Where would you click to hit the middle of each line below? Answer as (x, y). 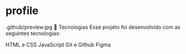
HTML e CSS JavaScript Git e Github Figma (58, 45)
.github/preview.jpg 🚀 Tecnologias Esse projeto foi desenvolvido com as (93, 27)
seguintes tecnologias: (33, 33)
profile (22, 11)
